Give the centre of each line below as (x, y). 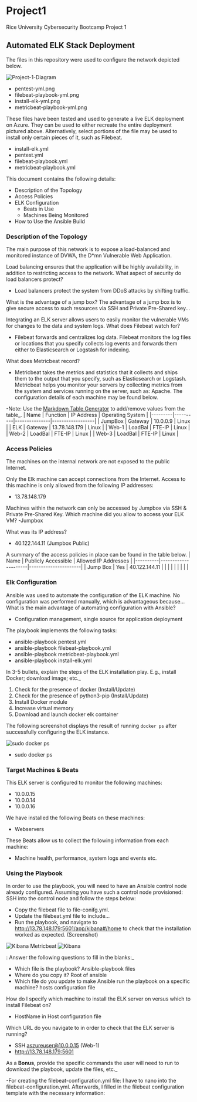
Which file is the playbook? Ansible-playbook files (75, 969)
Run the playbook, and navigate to (56, 923)
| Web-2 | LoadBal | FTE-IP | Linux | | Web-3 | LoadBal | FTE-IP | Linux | (92, 434)
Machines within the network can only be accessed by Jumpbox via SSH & (96, 508)
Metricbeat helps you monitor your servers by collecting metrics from (98, 385)
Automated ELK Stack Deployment (70, 45)
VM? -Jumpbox (25, 521)
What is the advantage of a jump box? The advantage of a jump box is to (94, 302)
